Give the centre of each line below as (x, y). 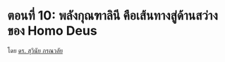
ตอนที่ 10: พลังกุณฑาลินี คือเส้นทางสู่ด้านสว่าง (113, 16)
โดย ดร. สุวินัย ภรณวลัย (35, 50)
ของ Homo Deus (52, 31)
